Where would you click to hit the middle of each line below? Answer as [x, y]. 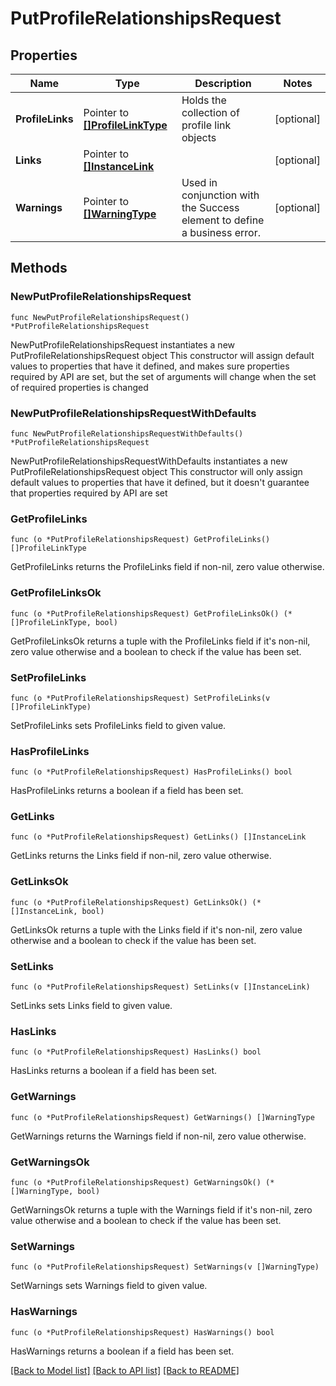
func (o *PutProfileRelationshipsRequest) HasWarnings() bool [142, 1332]
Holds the [204, 100]
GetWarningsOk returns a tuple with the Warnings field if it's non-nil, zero [161, 1209]
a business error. [221, 232]
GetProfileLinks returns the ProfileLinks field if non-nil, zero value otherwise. [167, 567]
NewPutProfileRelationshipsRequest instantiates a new [123, 344]
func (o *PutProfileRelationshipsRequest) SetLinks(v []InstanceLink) [160, 987]
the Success [210, 207]
